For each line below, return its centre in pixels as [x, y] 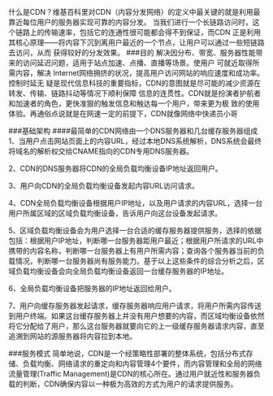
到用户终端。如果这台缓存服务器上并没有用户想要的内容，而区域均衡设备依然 [136, 316]
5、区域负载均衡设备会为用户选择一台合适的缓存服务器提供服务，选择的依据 [135, 231]
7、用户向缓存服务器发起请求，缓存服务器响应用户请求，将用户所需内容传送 [135, 306]
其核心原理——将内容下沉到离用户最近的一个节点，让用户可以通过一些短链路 [136, 42]
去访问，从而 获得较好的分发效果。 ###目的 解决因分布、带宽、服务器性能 [132, 52]
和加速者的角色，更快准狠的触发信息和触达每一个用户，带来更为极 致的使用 [134, 103]
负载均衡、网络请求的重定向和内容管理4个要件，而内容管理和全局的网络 [142, 363]
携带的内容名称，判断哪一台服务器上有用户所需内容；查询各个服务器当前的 [133, 251]
